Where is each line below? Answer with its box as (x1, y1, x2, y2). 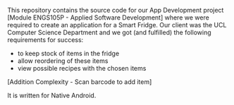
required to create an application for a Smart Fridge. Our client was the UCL (7, 21, 227, 29)
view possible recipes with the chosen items (17, 64, 147, 72)
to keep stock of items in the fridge (17, 49, 120, 57)
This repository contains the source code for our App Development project (7, 6, 224, 14)
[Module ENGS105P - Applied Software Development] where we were (7, 13, 209, 22)
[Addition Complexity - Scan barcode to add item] (7, 78, 152, 86)
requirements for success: (7, 36, 84, 44)
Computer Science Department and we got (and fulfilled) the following (7, 28, 211, 36)
